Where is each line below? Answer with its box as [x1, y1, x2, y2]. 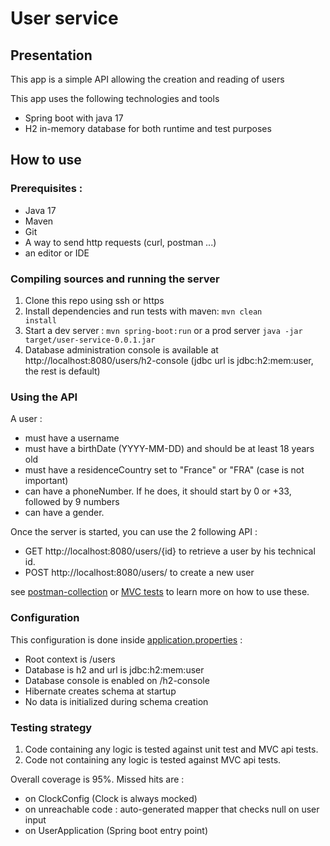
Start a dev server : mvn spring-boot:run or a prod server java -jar [24, 324, 303, 336]
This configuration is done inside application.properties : [10, 633, 243, 646]
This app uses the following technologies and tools [10, 93, 220, 104]
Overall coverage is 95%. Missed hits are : [10, 773, 185, 785]
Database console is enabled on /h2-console [24, 674, 210, 686]
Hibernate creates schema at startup [24, 685, 177, 697]
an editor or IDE [24, 247, 90, 259]
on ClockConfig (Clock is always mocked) [24, 792, 198, 804]
